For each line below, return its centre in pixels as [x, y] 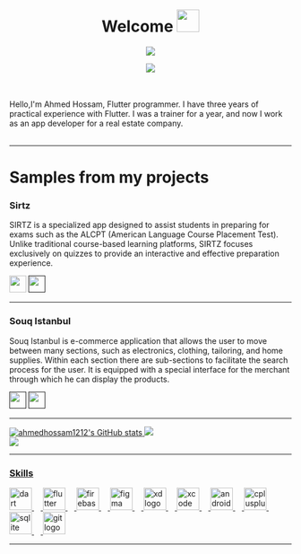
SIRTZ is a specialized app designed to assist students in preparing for [140, 225]
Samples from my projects [109, 177]
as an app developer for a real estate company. [96, 123]
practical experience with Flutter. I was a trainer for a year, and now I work [146, 113]
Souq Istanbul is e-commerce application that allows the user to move [138, 340]
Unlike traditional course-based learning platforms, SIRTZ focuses [131, 244]
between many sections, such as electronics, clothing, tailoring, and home [146, 350]
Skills [21, 473]
